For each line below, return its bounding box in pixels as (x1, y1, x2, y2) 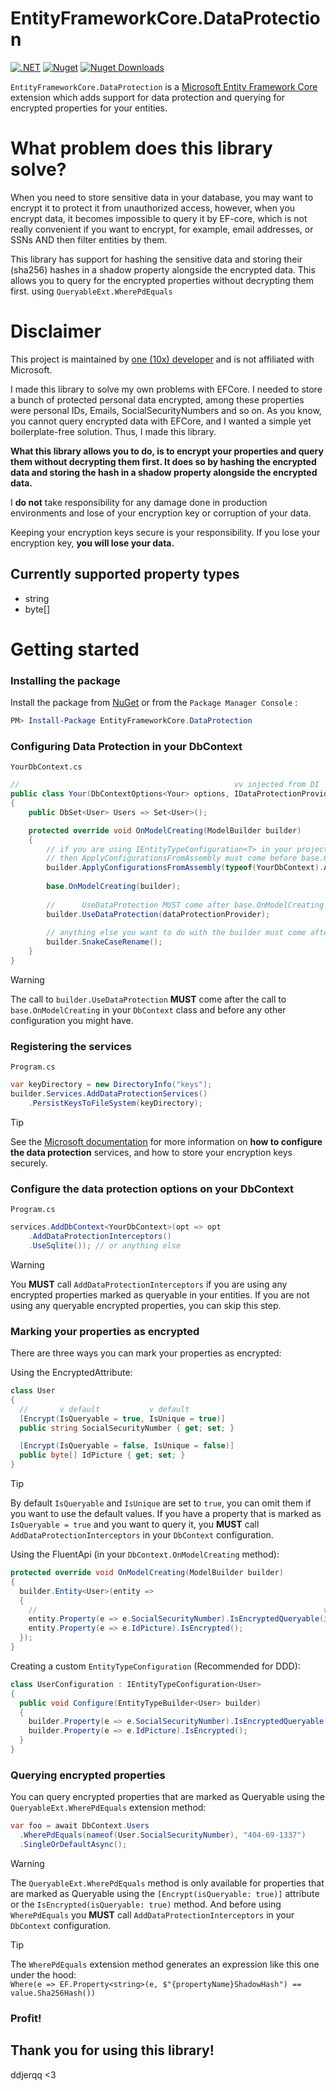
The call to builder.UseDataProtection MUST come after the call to (10, 993, 287, 1005)
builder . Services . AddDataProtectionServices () (10, 1089, 208, 1099)
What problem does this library (10, 137, 273, 160)
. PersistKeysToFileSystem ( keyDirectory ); (28, 1098, 203, 1108)
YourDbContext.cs (10, 762, 83, 772)
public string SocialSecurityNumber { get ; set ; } (19, 1423, 235, 1433)
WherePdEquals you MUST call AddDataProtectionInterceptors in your (10, 1908, 295, 1921)
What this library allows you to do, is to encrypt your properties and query (10, 445, 324, 457)
